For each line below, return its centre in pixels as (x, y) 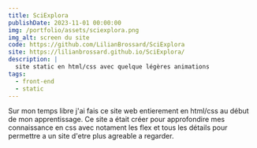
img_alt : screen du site (49, 37)
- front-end (35, 81)
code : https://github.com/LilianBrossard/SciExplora (97, 45)
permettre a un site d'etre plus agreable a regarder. (91, 136)
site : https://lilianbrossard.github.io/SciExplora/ (97, 52)
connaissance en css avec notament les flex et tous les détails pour (118, 128)
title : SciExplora (38, 15)
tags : (17, 74)
